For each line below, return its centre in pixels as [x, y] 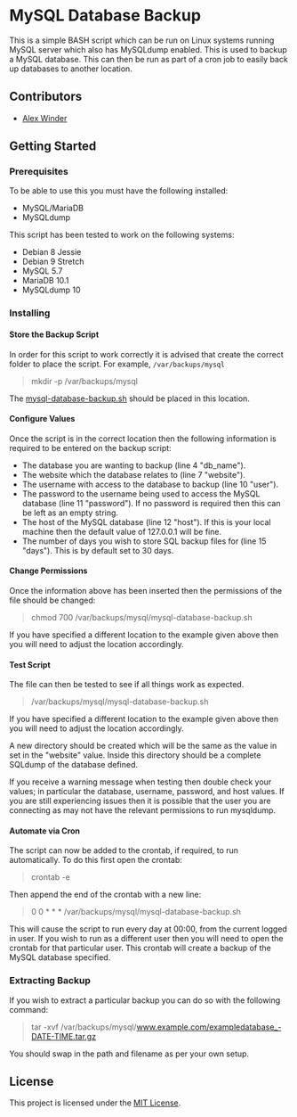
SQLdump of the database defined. [74, 765]
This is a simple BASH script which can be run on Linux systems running [142, 40]
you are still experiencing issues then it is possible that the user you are [140, 801]
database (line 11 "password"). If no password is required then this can [151, 503]
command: [29, 1009]
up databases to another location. [71, 69]
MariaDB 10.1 [45, 281]
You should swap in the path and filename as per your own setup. [129, 1054]
